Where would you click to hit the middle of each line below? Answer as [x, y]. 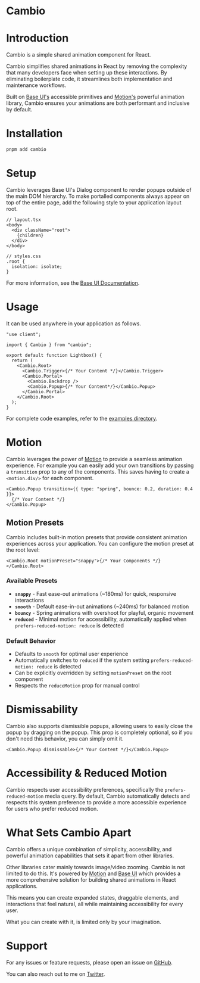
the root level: [23, 550]
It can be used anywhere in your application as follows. [74, 323]
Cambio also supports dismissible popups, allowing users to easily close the [100, 726]
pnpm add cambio [26, 150]
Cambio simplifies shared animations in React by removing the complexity [97, 66]
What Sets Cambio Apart [69, 833]
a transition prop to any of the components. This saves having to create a [98, 471]
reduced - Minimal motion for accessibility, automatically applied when [101, 619]
